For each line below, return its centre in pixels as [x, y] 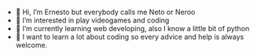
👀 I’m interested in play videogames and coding [92, 20]
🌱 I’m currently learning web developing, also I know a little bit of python [132, 28]
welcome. [31, 45]
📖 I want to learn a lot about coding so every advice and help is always [130, 37]
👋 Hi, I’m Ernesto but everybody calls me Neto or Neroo [105, 12]
